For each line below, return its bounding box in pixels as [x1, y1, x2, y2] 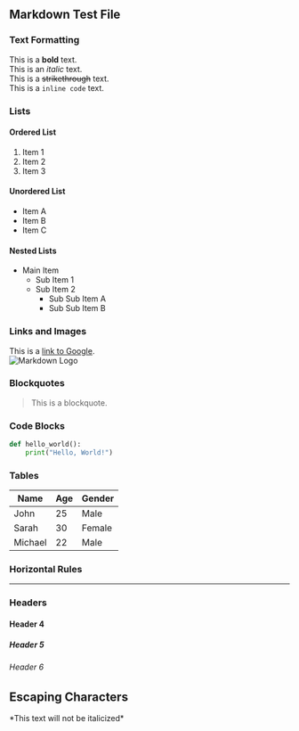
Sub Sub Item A [48, 293, 107, 304]
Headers [9, 596, 47, 609]
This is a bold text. [9, 53, 77, 65]
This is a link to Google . [9, 345, 95, 356]
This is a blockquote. [30, 397, 108, 408]
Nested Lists [9, 245, 57, 256]
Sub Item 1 [35, 275, 74, 285]
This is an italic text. [9, 63, 83, 74]
